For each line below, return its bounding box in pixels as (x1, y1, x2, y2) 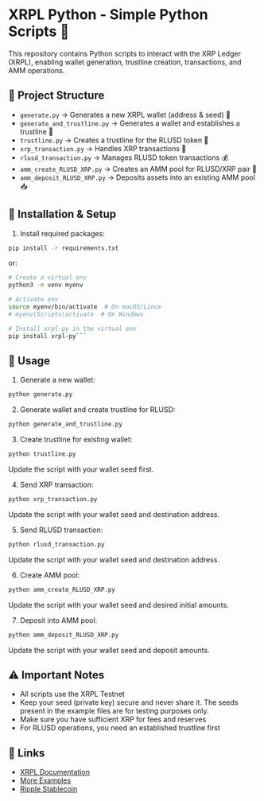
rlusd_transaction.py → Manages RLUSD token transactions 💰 (19, 153, 229, 162)
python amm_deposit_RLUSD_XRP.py (8, 631, 119, 639)
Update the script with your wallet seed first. (8, 465, 154, 474)
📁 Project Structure (8, 89, 105, 103)
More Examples (19, 776, 72, 785)
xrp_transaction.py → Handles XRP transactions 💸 (19, 143, 187, 153)
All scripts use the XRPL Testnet (19, 690, 125, 699)
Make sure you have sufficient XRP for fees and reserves (19, 714, 207, 725)
